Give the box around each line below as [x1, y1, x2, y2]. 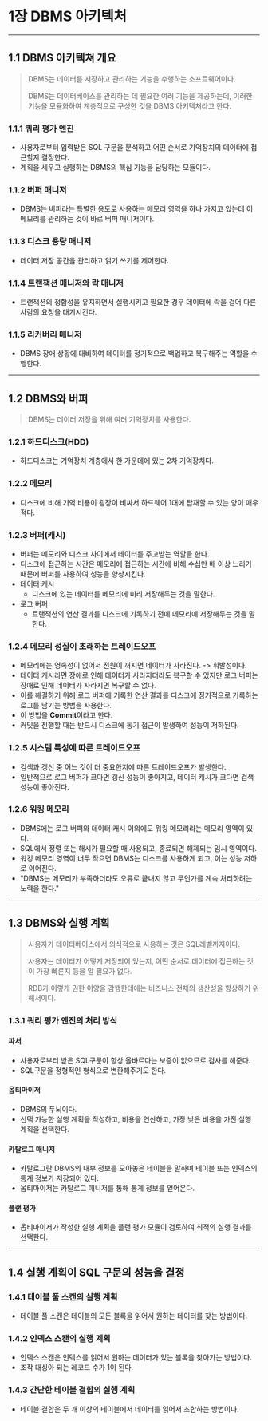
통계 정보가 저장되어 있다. [19, 1174, 100, 1183]
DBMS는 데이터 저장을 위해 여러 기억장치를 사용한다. [27, 414, 191, 424]
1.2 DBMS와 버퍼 [8, 392, 89, 406]
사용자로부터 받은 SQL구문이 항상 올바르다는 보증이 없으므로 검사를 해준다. [19, 1055, 251, 1065]
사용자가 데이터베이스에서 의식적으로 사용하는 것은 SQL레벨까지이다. [27, 939, 241, 948]
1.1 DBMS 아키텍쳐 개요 [8, 51, 117, 65]
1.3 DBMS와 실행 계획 [8, 916, 110, 930]
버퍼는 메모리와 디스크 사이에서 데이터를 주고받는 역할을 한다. [19, 548, 210, 559]
